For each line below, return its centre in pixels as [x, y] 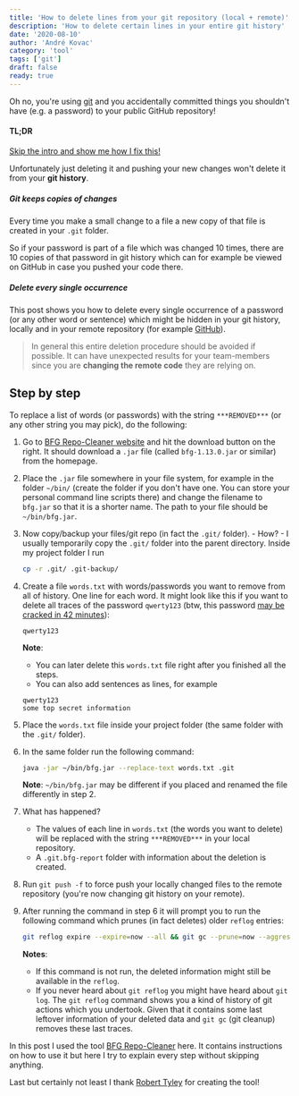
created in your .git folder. [59, 230]
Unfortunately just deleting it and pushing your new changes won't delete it [148, 168]
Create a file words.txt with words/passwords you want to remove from [154, 586]
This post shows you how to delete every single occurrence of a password [146, 310]
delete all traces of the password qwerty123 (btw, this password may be [154, 605]
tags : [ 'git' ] [36, 59]
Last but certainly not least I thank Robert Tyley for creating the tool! [135, 1083]
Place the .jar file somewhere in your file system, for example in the [148, 478]
